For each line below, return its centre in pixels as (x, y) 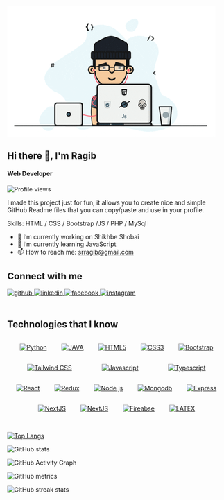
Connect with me (45, 276)
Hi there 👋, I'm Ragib (52, 156)
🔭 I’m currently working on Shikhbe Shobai (78, 236)
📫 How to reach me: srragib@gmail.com (75, 252)
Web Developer (30, 173)
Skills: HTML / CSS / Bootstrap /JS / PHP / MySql (77, 223)
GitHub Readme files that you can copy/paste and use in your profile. (106, 209)
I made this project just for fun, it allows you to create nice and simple (106, 202)
